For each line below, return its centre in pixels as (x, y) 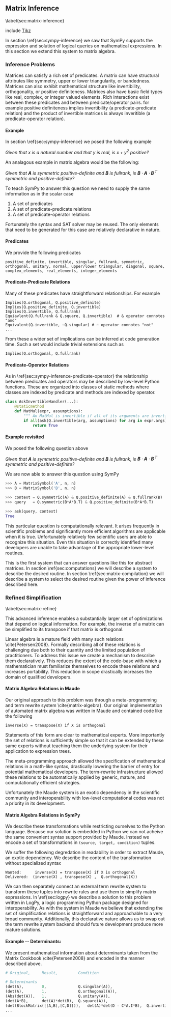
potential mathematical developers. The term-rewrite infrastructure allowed (84, 772)
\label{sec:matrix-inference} (35, 20)
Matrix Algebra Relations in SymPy (43, 815)
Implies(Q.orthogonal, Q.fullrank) (43, 354)
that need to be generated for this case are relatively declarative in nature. (83, 230)
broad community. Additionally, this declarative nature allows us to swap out (85, 919)
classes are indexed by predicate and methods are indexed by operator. (80, 392)
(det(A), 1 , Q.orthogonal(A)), (61, 992)
